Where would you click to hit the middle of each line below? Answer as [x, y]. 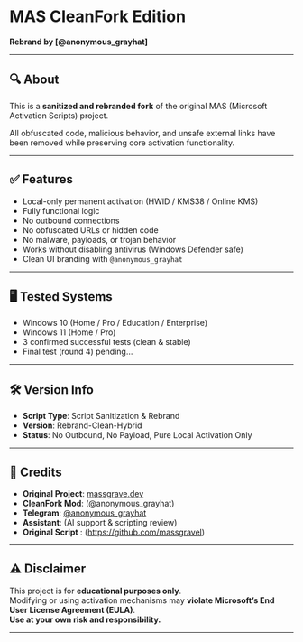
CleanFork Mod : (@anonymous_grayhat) [98, 503]
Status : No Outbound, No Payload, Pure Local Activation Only [137, 435]
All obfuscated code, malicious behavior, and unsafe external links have [142, 133]
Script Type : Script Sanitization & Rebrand [101, 416]
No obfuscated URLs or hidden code [91, 230]
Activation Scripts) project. [59, 116]
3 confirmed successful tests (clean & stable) [106, 342]
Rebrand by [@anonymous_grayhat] [79, 42]
